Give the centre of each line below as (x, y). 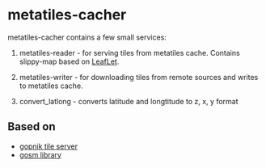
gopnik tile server (49, 146)
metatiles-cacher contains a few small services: (87, 37)
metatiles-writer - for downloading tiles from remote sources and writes (139, 77)
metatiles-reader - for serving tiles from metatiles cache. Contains (129, 52)
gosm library (40, 154)
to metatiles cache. (51, 86)
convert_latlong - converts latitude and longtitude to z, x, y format (129, 101)
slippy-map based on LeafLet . (69, 61)
